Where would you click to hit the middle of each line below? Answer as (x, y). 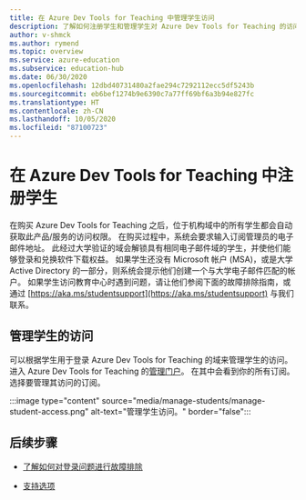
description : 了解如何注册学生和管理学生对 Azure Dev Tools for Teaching (143, 26)
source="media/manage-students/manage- (184, 400)
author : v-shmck (40, 35)
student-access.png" (49, 411)
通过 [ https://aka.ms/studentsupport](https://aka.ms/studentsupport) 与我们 (152, 293)
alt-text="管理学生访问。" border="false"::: (171, 411)
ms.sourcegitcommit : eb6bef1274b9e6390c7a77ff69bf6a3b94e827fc (132, 94)
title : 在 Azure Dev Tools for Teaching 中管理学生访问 (112, 18)
